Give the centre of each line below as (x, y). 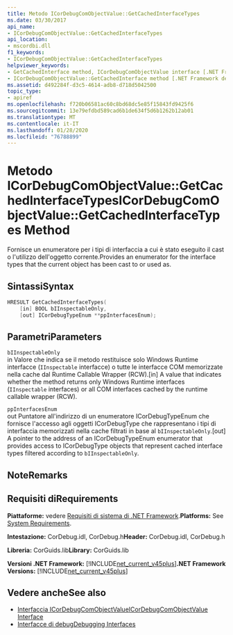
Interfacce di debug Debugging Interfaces (76, 625)
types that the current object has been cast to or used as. (89, 265)
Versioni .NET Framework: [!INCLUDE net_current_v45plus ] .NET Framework (116, 563)
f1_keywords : (26, 53)
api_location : (28, 40)
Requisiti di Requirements (63, 499)
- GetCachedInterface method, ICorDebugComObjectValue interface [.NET (113, 72)
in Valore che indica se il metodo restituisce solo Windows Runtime (103, 360)
